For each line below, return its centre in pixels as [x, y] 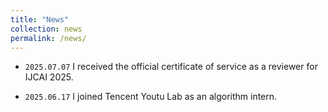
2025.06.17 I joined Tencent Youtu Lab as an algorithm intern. [151, 97]
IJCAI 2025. [49, 77]
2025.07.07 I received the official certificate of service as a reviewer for [171, 67]
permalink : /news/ [48, 38]
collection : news [46, 29]
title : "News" [40, 19]
